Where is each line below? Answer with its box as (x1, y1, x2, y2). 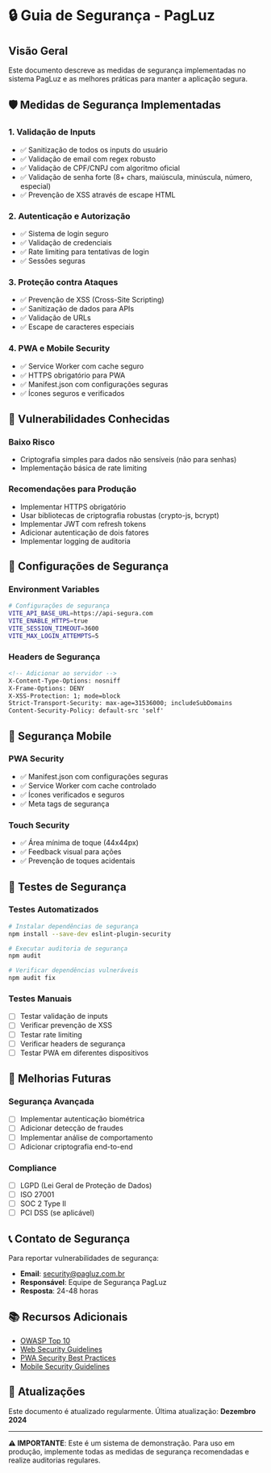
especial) (19, 181, 51, 190)
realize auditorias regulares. (8, 1455, 101, 1465)
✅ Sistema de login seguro (19, 228, 109, 238)
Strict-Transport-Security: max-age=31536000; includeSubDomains (8, 699, 232, 707)
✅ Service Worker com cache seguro (19, 361, 144, 371)
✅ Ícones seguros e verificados (19, 388, 125, 398)
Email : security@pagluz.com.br (19, 1269, 125, 1279)
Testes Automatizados (8, 904, 99, 916)
